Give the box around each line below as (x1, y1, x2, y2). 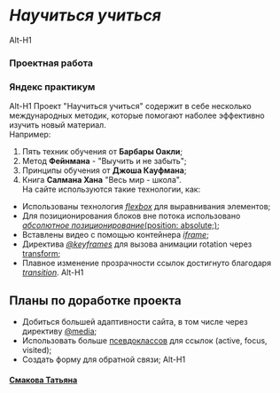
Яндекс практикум (9, 81, 96, 93)
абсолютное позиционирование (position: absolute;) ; (21, 220, 220, 231)
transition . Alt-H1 (21, 267, 84, 278)
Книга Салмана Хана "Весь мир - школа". (21, 175, 182, 185)
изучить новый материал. (9, 120, 106, 130)
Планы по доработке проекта (9, 293, 182, 308)
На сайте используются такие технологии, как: (21, 184, 201, 195)
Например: (9, 130, 51, 140)
